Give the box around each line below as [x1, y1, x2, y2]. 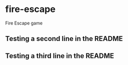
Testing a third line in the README [5, 51, 114, 60]
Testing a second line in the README [5, 34, 123, 43]
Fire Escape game [5, 20, 43, 26]
